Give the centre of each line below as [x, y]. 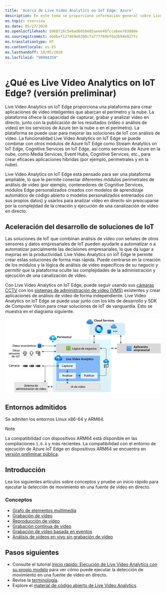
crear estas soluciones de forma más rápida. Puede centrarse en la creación [83, 260]
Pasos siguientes [32, 552]
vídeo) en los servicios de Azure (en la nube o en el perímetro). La [72, 128]
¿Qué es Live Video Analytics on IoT [80, 82]
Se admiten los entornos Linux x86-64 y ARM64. [55, 419]
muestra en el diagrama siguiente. [40, 312]
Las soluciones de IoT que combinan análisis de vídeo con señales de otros [82, 239]
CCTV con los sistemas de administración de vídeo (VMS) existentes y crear [83, 290]
